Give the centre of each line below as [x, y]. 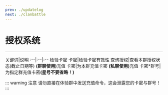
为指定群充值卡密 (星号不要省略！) [40, 72]
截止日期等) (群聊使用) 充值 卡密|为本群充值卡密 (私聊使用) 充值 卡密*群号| [86, 66]
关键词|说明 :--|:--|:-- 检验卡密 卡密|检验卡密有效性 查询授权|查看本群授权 [80, 60]
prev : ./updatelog [24, 10]
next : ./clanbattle [25, 14]
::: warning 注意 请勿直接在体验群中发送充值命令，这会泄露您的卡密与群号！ [83, 83]
